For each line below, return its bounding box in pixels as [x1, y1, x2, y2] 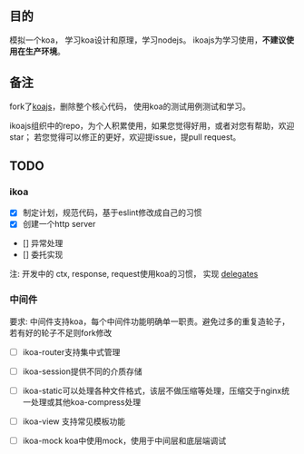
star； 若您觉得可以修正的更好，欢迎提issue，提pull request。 [9, 131, 241, 143]
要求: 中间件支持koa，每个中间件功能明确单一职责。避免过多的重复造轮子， [9, 316, 290, 327]
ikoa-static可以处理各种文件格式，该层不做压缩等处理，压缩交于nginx [22, 385, 282, 396]
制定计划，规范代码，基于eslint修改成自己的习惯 [22, 207, 202, 218]
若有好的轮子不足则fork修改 [9, 327, 113, 338]
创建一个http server [22, 219, 96, 230]
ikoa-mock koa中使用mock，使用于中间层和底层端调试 [22, 435, 227, 446]
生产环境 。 [25, 45, 65, 56]
